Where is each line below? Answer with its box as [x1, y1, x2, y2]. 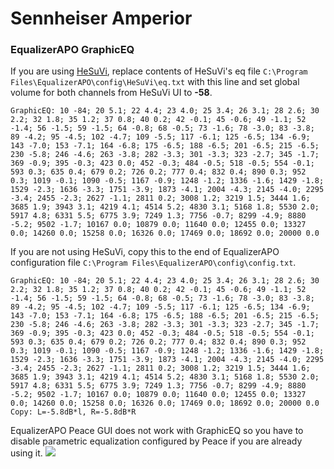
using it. [10, 447, 43, 459]
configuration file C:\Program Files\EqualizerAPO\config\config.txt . [10, 257, 297, 269]
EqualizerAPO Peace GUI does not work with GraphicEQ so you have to [10, 425, 304, 437]
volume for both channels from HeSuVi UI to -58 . [10, 87, 213, 99]
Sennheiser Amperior [10, 7, 193, 30]
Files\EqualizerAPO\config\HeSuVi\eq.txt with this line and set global [10, 76, 300, 88]
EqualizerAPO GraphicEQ [10, 43, 135, 57]
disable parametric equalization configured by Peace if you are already [10, 435, 303, 447]
